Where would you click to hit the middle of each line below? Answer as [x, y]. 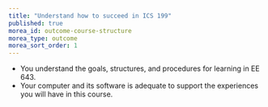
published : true [36, 23]
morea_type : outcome [43, 38]
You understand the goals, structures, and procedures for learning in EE [140, 68]
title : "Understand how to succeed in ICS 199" [90, 16]
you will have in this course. [66, 94]
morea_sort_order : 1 [43, 46]
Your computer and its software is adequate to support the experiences [139, 86]
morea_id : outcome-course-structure [70, 31]
